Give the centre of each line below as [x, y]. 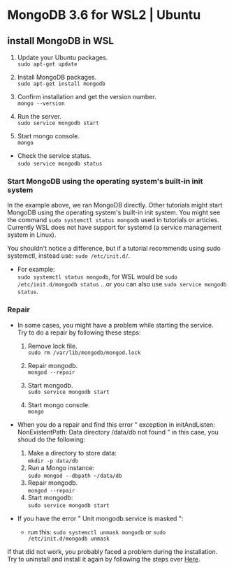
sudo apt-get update [47, 64]
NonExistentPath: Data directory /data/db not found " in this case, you [118, 432]
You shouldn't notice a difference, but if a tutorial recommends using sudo [114, 249]
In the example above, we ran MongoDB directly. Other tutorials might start [115, 205]
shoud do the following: [51, 439]
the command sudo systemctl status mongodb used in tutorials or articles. [113, 220]
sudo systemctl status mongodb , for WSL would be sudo [97, 277]
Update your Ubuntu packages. [63, 57]
